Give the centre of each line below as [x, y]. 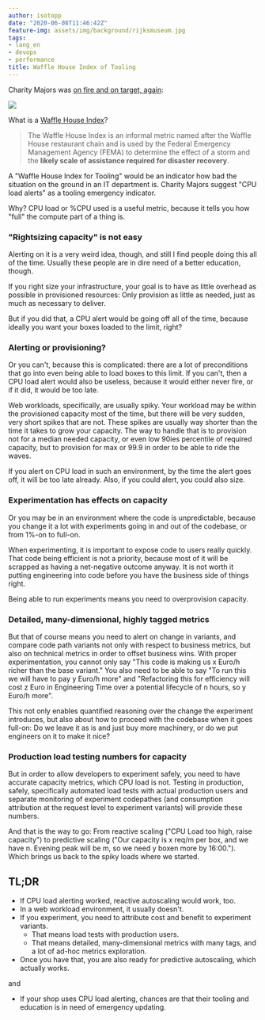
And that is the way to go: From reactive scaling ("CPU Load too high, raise [131, 831]
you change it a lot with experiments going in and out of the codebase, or [128, 526]
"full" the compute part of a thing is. [66, 216]
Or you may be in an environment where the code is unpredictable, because [132, 518]
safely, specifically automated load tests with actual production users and [128, 791]
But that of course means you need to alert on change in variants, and [122, 636]
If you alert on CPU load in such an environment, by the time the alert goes [130, 472]
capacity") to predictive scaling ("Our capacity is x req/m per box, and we [129, 840]
